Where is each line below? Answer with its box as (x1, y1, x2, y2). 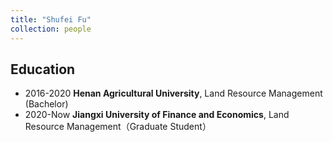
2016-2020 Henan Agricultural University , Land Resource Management (24, 87, 323, 100)
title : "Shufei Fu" (10, 14, 92, 25)
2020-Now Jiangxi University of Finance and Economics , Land (24, 109, 290, 121)
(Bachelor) (24, 98, 69, 110)
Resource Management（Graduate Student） (24, 121, 212, 133)
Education (10, 61, 76, 78)
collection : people (10, 24, 92, 34)
